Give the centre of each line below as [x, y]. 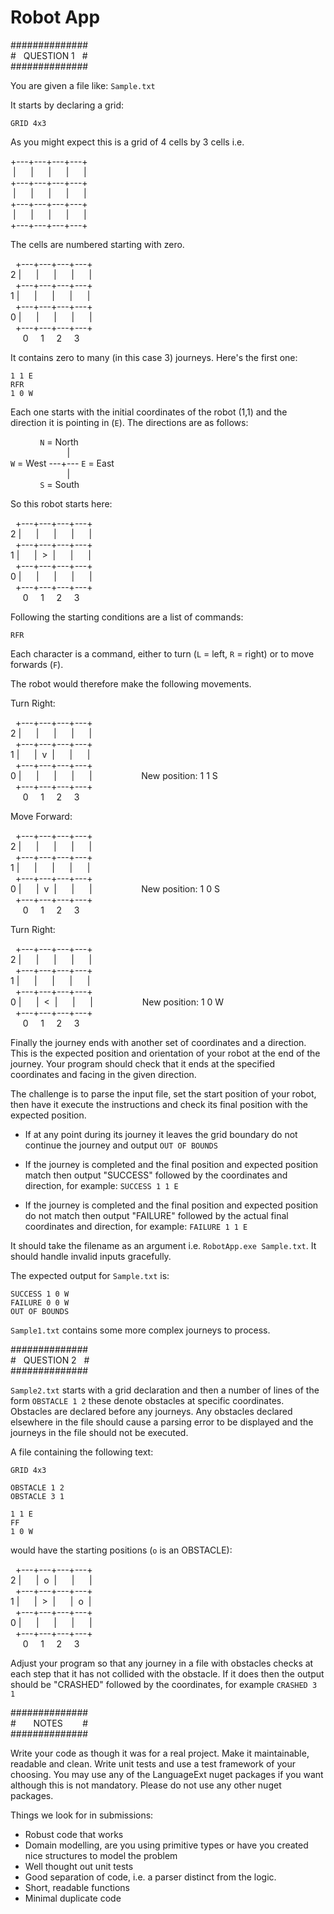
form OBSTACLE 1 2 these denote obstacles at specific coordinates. [147, 1400]
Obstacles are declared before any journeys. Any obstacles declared [151, 1411]
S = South [59, 484]
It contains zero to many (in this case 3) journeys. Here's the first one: [154, 357]
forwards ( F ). [37, 664]
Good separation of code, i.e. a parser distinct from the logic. [150, 1877]
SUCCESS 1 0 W [40, 1294]
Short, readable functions [77, 1887]
